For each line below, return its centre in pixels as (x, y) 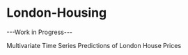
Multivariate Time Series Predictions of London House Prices (94, 45)
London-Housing (57, 13)
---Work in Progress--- (40, 32)
